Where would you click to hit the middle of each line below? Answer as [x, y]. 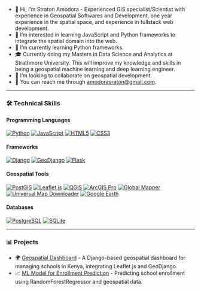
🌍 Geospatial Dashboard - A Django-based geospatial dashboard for [100, 258]
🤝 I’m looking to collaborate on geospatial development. [83, 75]
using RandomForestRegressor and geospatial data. [79, 282]
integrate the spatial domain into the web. [66, 41]
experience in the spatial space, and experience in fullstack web [94, 22]
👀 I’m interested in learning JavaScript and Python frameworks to [95, 35]
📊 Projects [22, 242]
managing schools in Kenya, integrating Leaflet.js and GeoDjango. [96, 266]
